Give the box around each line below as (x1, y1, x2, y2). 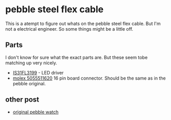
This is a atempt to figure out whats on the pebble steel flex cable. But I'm (5, 20, 161, 27)
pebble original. (12, 80, 46, 86)
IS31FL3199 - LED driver (12, 69, 64, 76)
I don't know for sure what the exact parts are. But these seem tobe (5, 54, 148, 60)
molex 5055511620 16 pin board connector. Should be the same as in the (12, 75, 166, 81)
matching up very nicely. (5, 60, 57, 66)
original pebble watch (12, 109, 59, 115)
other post (5, 95, 39, 104)
